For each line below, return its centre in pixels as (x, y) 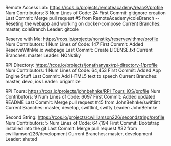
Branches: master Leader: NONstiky (43, 55)
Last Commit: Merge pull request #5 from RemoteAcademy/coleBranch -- (82, 18)
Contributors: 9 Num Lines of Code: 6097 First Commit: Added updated (80, 97)
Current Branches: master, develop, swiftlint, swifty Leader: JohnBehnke (81, 107)
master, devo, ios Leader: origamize (43, 81)
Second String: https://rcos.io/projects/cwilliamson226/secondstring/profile (85, 117)
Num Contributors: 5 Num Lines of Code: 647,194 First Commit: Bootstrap (82, 123)
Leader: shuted (21, 139)
